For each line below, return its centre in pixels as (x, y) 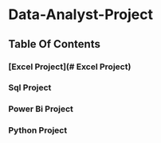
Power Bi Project (41, 109)
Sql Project (30, 87)
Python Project (38, 130)
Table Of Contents (55, 44)
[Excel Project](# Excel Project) (70, 67)
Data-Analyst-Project (81, 15)
